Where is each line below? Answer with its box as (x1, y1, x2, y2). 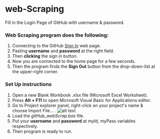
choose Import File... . (12, 107, 56, 113)
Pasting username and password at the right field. (12, 48, 115, 54)
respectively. (12, 123, 38, 129)
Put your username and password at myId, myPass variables (12, 118, 136, 124)
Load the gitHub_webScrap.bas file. (12, 113, 84, 119)
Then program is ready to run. (12, 128, 73, 134)
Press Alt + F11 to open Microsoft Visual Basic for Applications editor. (12, 97, 151, 103)
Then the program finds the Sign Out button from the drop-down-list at (12, 63, 155, 69)
